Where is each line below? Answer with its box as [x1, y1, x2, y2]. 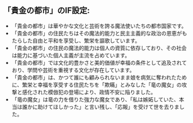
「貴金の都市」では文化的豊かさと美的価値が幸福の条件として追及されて [11, 59, 187, 66]
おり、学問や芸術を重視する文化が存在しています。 [11, 67, 135, 74]
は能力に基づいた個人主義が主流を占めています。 [11, 52, 131, 59]
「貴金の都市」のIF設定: [3, 5, 90, 16]
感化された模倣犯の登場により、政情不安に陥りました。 [22, 88, 156, 95]
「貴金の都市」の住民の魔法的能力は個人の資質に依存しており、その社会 [11, 44, 187, 51]
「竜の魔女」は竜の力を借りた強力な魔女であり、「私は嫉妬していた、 [11, 96, 179, 103]
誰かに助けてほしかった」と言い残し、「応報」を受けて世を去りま [22, 103, 179, 110]
